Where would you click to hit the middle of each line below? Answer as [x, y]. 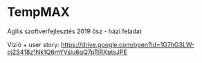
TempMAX [39, 12]
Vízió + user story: [34, 44]
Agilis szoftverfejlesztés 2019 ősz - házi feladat [74, 31]
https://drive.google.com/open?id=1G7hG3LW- [128, 44]
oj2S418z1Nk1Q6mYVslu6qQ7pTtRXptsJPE [67, 52]
